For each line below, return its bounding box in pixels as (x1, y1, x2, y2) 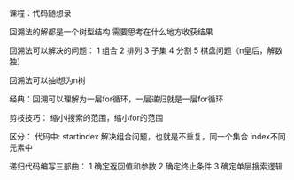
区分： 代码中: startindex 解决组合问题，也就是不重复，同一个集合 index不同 (9, 131, 286, 141)
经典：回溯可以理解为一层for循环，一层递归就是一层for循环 (9, 94, 224, 104)
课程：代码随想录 (9, 8, 72, 18)
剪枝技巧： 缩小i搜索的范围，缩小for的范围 (9, 113, 164, 123)
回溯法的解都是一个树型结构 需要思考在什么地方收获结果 (9, 26, 213, 37)
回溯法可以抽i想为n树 (9, 75, 86, 86)
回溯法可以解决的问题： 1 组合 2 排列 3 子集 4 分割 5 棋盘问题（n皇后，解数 (9, 45, 283, 56)
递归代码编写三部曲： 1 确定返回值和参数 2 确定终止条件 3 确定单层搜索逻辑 (9, 161, 283, 171)
